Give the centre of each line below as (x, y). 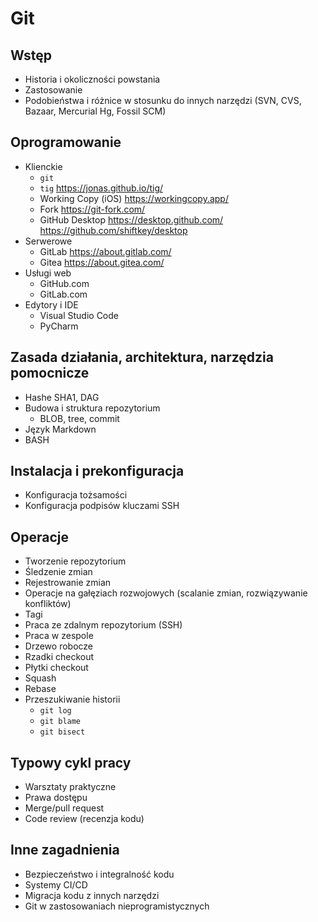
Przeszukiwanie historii (72, 699)
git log (55, 711)
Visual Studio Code (79, 315)
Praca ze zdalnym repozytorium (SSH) (103, 625)
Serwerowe (48, 241)
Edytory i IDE (51, 304)
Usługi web (48, 273)
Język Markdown (60, 429)
